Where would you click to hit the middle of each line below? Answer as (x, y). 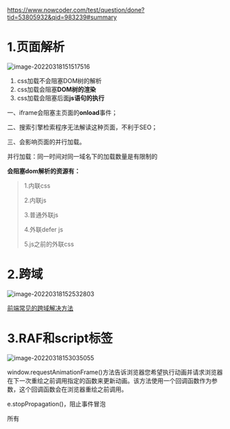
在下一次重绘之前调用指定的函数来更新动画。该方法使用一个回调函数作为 (109, 380)
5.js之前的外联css (49, 244)
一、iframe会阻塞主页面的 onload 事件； (62, 112)
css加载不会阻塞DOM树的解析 (59, 80)
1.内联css (37, 186)
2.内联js (35, 200)
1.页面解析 (36, 47)
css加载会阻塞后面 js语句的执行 (61, 98)
